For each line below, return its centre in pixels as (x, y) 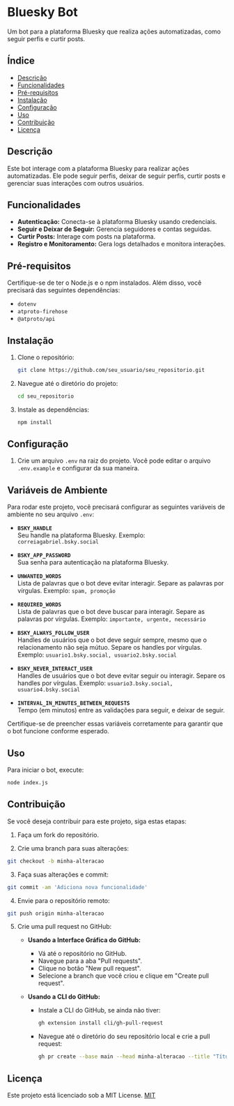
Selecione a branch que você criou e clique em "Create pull (123, 976)
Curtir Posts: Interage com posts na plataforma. (86, 237)
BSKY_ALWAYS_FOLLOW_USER (53, 633)
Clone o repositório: (46, 357)
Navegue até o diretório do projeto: (68, 383)
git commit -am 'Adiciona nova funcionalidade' (78, 887)
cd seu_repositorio (46, 396)
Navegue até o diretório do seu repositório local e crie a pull (124, 1036)
